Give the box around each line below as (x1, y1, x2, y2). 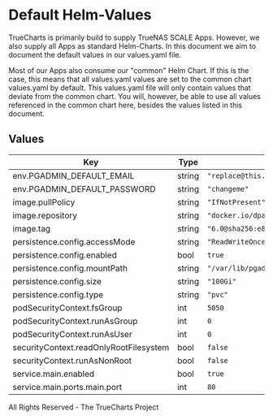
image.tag (12, 223, 51, 234)
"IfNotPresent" (206, 197, 266, 206)
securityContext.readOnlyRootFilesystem (12, 341, 170, 353)
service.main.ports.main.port (12, 381, 123, 392)
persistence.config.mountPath (12, 262, 128, 274)
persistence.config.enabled (12, 249, 118, 261)
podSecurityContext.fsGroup (12, 302, 123, 314)
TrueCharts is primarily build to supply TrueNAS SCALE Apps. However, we (8, 32, 260, 42)
